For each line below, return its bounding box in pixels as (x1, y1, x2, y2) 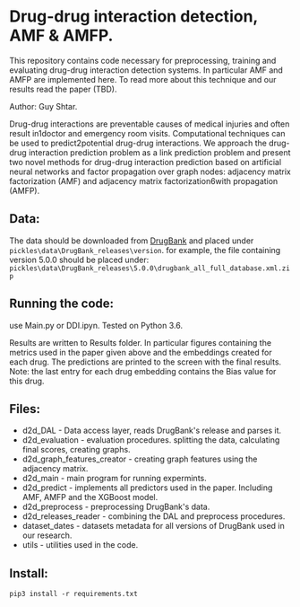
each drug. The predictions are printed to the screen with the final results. (9, 356, 282, 367)
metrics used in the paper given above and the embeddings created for (9, 347, 272, 357)
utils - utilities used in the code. (21, 540, 139, 550)
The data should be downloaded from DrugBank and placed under (9, 235, 254, 246)
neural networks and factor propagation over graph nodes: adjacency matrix (9, 166, 291, 177)
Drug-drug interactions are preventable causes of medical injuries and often (9, 119, 290, 129)
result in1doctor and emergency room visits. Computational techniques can (9, 128, 286, 138)
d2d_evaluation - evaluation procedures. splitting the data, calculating (21, 435, 280, 445)
